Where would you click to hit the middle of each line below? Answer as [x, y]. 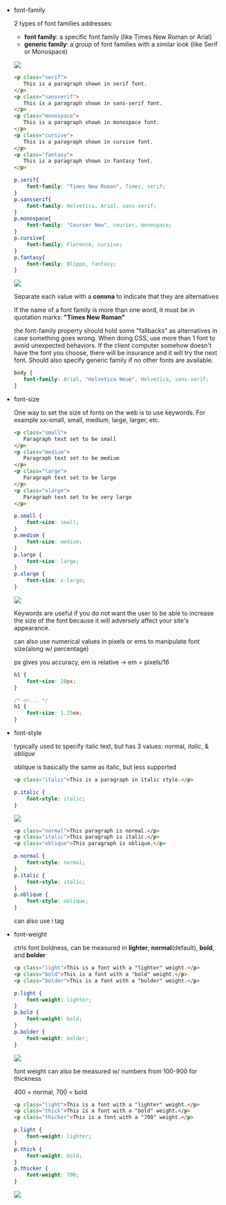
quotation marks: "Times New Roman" [69, 318]
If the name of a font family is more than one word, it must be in [104, 310]
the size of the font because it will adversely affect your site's [101, 621]
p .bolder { [29, 1032]
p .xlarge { [29, 574]
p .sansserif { [32, 199]
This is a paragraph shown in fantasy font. [88, 161]
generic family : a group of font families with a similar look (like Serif [121, 44]
